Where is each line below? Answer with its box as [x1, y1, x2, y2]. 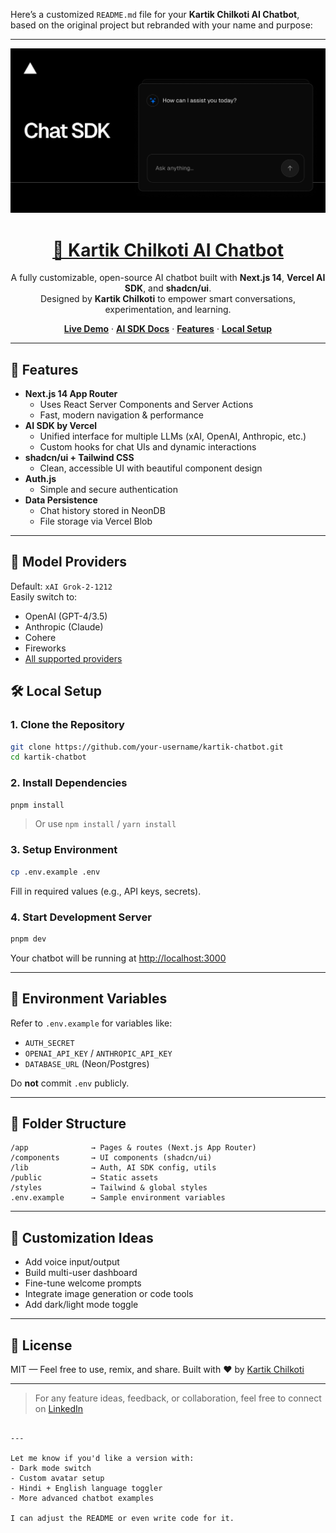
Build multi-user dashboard [24, 1267, 138, 1279]
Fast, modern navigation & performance [39, 409, 205, 421]
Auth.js [24, 473, 57, 485]
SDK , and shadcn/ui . [124, 282, 212, 294]
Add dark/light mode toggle [24, 1299, 139, 1311]
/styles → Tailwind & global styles [10, 1183, 208, 1193]
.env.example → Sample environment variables [10, 1193, 226, 1203]
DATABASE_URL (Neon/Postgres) [24, 1057, 150, 1069]
